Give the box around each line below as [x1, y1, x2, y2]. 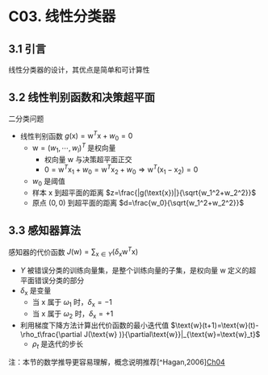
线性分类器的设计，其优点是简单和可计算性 [8, 65, 150, 74]
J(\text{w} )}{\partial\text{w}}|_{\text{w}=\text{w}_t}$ [83, 329, 261, 339]
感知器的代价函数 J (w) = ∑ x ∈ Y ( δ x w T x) [8, 245, 139, 259]
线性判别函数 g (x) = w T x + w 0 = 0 [19, 130, 133, 143]
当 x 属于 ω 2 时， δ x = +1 [31, 308, 114, 320]
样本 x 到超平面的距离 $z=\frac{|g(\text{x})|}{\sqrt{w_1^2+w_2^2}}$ [31, 187, 257, 198]
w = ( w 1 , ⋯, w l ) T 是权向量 [31, 142, 116, 154]
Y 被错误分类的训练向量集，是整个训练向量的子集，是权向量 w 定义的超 [19, 265, 257, 275]
